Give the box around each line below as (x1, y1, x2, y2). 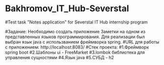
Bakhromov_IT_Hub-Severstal (5, 3, 129, 14)
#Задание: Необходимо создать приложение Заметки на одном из (5, 28, 146, 34)
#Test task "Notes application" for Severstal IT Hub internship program (5, 19, 148, 25)
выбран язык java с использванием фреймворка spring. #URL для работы (5, 39, 160, 44)
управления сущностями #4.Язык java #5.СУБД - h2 (5, 54, 114, 60)
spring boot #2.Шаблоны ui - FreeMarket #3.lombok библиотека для (5, 49, 145, 55)
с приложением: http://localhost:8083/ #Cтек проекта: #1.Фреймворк (5, 44, 149, 50)
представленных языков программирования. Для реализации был (5, 34, 145, 40)
